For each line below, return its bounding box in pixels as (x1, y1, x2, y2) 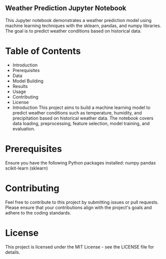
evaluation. (12, 125, 35, 131)
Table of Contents (5, 45, 81, 56)
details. (5, 249, 20, 255)
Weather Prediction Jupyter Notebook (5, 4, 126, 12)
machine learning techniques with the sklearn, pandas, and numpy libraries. (5, 22, 161, 28)
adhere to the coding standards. (5, 209, 71, 215)
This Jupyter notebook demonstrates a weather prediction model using (5, 17, 151, 23)
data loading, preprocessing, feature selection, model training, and (12, 120, 150, 126)
